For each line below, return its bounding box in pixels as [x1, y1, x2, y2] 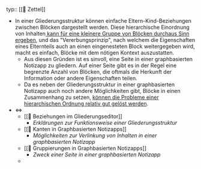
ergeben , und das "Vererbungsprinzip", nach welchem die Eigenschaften [14, 37, 196, 43]
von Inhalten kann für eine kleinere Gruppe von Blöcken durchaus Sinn [14, 30, 190, 37]
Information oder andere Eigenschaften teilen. [23, 75, 138, 82]
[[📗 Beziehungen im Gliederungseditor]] [23, 113, 123, 120]
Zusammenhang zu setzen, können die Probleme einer [23, 93, 159, 101]
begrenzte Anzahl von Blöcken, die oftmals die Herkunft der [23, 68, 172, 75]
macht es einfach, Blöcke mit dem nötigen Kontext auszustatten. [14, 49, 175, 56]
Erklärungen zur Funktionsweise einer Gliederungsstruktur [32, 119, 178, 126]
